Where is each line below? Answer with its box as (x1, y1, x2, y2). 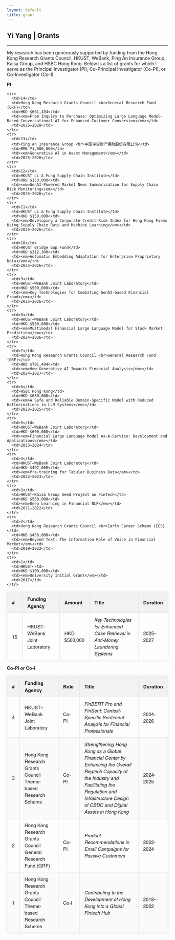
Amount (64, 599, 83, 606)
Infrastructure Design (84, 794, 129, 802)
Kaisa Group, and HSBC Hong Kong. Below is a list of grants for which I (7, 61, 157, 67)
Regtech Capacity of (84, 768, 128, 775)
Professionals (84, 727, 113, 735)
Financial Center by (84, 754, 126, 761)
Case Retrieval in (94, 629, 131, 637)
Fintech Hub (84, 909, 111, 916)
